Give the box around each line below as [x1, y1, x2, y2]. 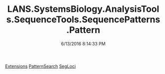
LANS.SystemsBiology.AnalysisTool [7, 3, 160, 15]
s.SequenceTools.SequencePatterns [6, 14, 161, 25]
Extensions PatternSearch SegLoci [5, 63, 76, 69]
